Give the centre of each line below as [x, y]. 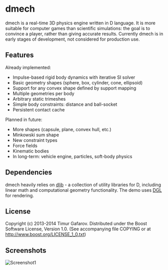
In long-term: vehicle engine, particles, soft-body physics [72, 156]
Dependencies [29, 173]
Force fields [25, 145]
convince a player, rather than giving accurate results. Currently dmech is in [84, 34]
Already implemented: [28, 67]
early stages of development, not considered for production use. [73, 39]
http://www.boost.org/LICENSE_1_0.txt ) [46, 234]
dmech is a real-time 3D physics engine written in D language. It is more [80, 23]
